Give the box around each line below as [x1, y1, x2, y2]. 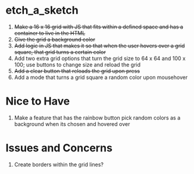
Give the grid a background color [14, 36, 96, 43]
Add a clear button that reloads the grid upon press [14, 67, 140, 74]
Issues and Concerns [5, 141, 112, 155]
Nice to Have [5, 94, 70, 108]
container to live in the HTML [14, 29, 86, 36]
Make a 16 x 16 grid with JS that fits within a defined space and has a [14, 23, 184, 30]
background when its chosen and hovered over [14, 120, 130, 128]
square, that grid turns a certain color [14, 48, 107, 55]
